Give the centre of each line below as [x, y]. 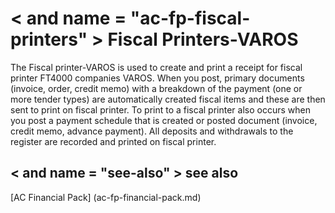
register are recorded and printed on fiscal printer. [113, 141]
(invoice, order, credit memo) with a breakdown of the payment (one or [156, 88]
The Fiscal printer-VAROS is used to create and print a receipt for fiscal [156, 67]
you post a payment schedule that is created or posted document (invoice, [164, 120]
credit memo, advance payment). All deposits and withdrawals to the [152, 131]
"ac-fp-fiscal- [190, 18]
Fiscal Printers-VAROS [203, 39]
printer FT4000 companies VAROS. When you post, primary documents [157, 78]
